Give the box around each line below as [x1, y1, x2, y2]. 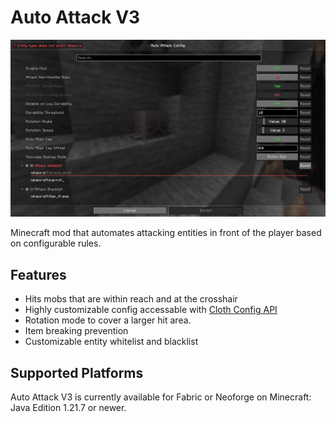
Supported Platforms [10, 364, 144, 381]
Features [10, 266, 67, 283]
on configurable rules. [10, 237, 102, 250]
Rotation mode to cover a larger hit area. [24, 314, 192, 326]
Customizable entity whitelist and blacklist [24, 336, 199, 348]
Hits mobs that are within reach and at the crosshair [24, 293, 238, 305]
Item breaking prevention [24, 325, 129, 337]
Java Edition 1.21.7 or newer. [10, 402, 127, 414]
